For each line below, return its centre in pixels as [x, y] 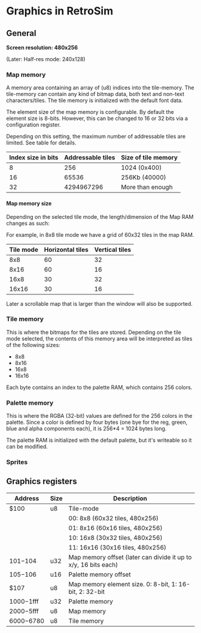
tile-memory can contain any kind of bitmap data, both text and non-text [95, 94]
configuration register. [33, 125]
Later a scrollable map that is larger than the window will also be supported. [99, 303]
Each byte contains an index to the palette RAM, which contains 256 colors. [99, 387]
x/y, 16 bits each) [93, 565]
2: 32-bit [92, 592]
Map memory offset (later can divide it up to [130, 557]
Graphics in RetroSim [60, 11]
